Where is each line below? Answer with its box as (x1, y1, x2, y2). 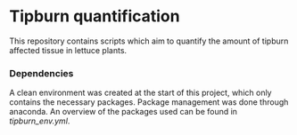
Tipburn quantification (9, 6, 180, 27)
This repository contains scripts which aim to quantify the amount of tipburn (9, 36, 289, 46)
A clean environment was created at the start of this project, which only (9, 87, 272, 99)
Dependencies (9, 67, 74, 79)
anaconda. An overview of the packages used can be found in (9, 107, 238, 117)
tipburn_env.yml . (9, 115, 70, 126)
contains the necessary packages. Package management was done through (9, 97, 289, 107)
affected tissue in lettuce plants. (9, 44, 128, 55)
